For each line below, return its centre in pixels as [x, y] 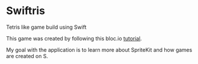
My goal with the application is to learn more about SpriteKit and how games [99, 50]
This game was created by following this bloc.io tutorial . [74, 38]
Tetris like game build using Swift [46, 27]
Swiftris [26, 11]
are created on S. [27, 56]
